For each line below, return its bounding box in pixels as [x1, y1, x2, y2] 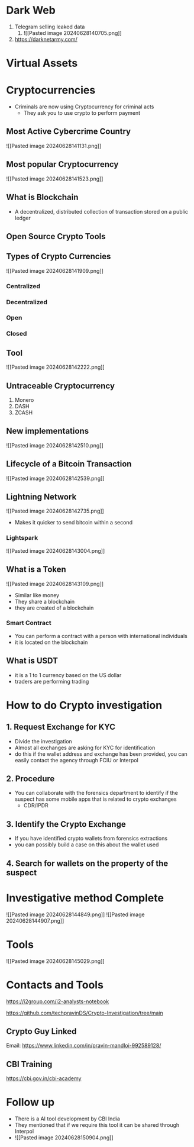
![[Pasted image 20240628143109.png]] [6, 580, 104, 587]
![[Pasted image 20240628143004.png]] [6, 547, 105, 554]
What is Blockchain [6, 192, 79, 202]
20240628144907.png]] [6, 917, 64, 924]
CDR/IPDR [23, 802, 48, 809]
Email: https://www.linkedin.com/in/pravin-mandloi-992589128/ [6, 1042, 161, 1049]
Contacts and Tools [6, 978, 104, 991]
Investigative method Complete [6, 891, 164, 904]
